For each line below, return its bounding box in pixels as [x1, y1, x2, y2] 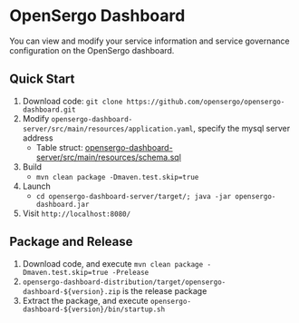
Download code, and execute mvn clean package [22, 258, 204, 269]
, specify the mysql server [193, 122, 291, 133]
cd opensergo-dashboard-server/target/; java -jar [35, 191, 232, 201]
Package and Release [9, 234, 133, 250]
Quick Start [9, 72, 75, 87]
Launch [22, 181, 52, 191]
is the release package [121, 285, 207, 296]
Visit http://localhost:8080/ [22, 208, 131, 219]
